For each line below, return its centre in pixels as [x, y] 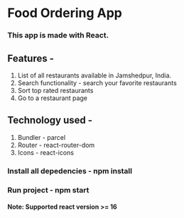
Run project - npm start [48, 190]
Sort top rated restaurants [55, 90]
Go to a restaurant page [52, 98]
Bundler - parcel [42, 137]
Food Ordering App [65, 13]
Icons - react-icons [46, 152]
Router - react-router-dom [56, 145]
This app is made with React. [58, 36]
